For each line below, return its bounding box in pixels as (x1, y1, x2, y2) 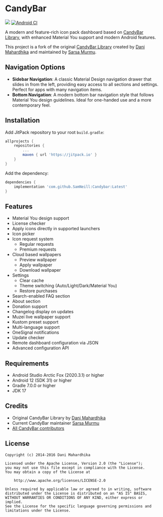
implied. (5, 499, 23, 504)
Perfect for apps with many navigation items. (12, 86, 102, 92)
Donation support (12, 303, 48, 309)
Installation (5, 116, 40, 125)
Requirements (5, 359, 49, 367)
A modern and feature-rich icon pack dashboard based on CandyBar (5, 29, 144, 35)
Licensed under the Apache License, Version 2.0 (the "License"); (5, 461, 143, 466)
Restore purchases (19, 288, 58, 294)
